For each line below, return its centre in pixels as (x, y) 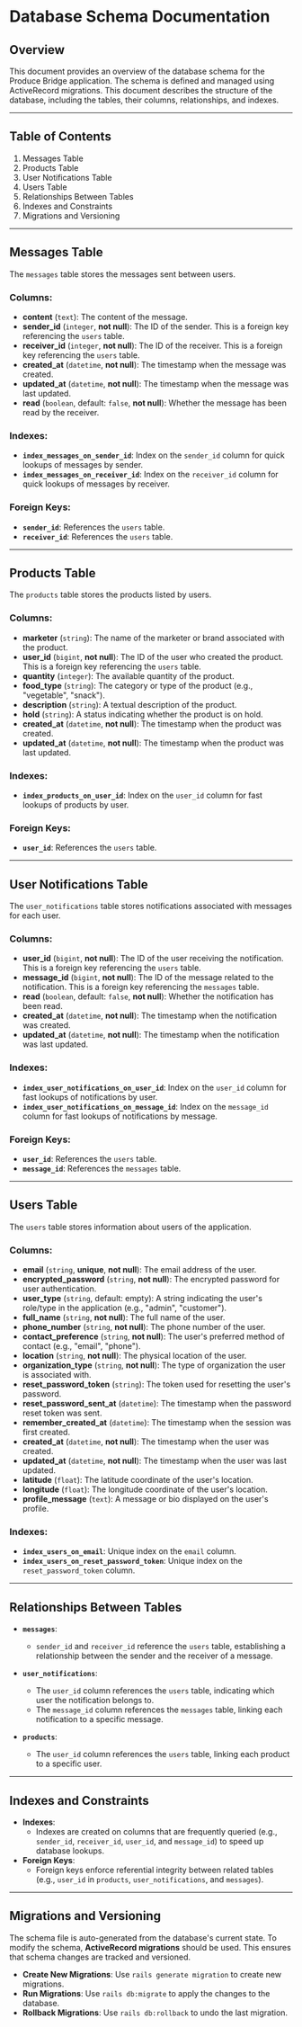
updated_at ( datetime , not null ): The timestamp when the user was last (155, 1461)
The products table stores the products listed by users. (111, 594)
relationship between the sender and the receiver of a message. (154, 1656)
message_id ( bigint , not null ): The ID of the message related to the (148, 978)
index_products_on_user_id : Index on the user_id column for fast (142, 795)
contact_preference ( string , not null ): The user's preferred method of (153, 1336)
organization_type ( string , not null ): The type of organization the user (154, 1365)
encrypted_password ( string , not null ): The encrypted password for (151, 1280)
